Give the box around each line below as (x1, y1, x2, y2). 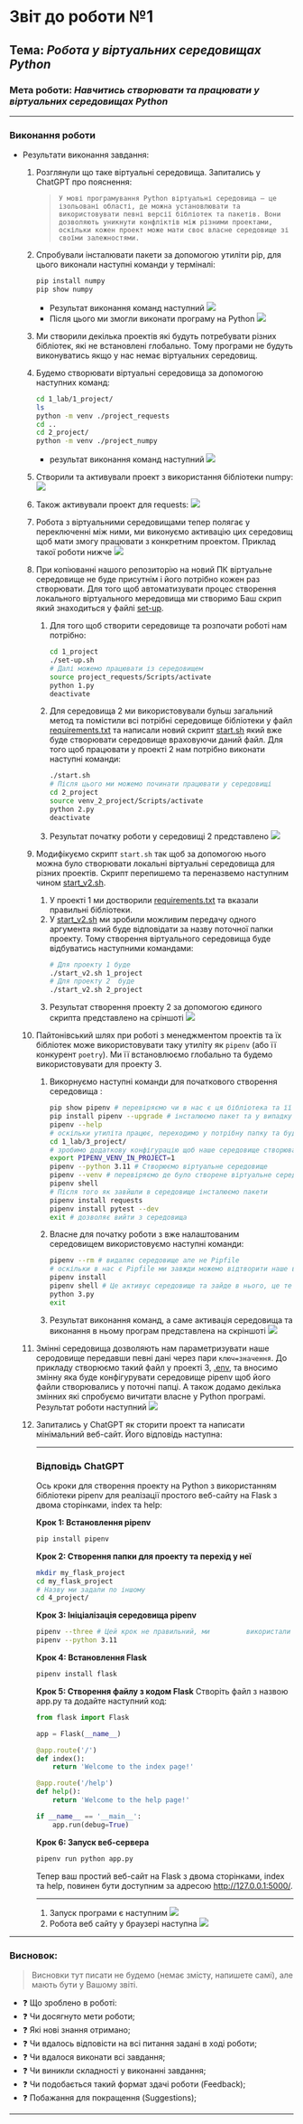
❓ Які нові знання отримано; (22, 2024, 131, 2035)
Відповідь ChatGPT (35, 1459, 124, 1472)
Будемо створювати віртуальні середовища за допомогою (35, 367, 264, 378)
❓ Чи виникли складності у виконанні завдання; (22, 2064, 207, 2076)
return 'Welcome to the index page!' (52, 1762, 194, 1771)
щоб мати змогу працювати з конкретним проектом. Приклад (35, 536, 277, 547)
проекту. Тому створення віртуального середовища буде (49, 933, 271, 944)
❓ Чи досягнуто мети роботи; (22, 2010, 135, 2022)
